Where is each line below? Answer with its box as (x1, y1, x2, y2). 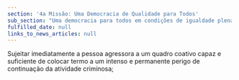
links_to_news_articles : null (7, 30, 97, 38)
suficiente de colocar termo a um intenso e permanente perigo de (7, 57, 201, 66)
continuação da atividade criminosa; (7, 64, 114, 73)
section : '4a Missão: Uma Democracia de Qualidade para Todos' (7, 10, 199, 18)
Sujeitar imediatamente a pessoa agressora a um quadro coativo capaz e (7, 50, 222, 58)
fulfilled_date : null (7, 23, 72, 30)
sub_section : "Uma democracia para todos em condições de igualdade (7, 17, 215, 24)
